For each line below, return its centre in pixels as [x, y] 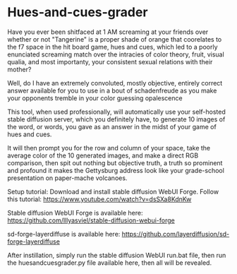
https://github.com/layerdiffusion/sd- [176, 234]
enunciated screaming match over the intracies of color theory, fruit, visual [116, 54]
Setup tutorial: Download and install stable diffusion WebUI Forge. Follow [113, 191]
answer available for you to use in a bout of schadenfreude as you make [112, 90]
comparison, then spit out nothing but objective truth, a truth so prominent [115, 162]
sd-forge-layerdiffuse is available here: [64, 234]
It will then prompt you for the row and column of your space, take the [109, 148]
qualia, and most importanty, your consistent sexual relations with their [110, 61]
